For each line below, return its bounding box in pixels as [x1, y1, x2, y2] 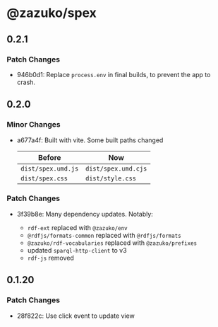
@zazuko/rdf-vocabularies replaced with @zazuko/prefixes [27, 239, 198, 247]
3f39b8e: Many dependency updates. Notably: [16, 210, 153, 218]
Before [37, 152, 61, 162]
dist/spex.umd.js [20, 164, 79, 173]
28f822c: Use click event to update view [16, 311, 135, 320]
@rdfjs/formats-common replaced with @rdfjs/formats [27, 231, 181, 239]
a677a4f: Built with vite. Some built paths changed [16, 136, 164, 144]
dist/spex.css [20, 174, 68, 182]
